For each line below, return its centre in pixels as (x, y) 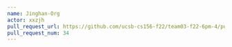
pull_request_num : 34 (38, 33)
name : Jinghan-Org (33, 13)
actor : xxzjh (26, 20)
